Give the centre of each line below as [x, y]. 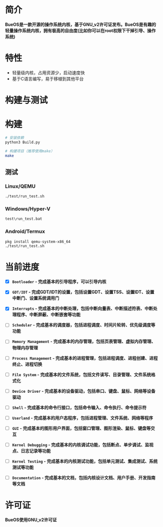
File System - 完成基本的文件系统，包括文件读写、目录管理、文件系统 [81, 374]
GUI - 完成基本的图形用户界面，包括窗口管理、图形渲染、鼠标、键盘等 [81, 428]
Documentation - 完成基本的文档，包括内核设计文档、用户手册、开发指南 [84, 478]
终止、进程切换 [27, 364]
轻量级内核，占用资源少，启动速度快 [48, 72]
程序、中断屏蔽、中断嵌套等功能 [48, 315]
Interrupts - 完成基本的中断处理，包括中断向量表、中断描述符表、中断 [82, 308]
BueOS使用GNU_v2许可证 [31, 520]
